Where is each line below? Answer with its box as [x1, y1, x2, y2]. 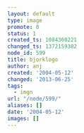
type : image [7, 17, 42, 24]
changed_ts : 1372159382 [7, 43, 78, 50]
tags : [7, 82, 23, 89]
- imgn [13, 89, 33, 96]
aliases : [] [7, 102, 42, 109]
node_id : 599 [7, 50, 46, 57]
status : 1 [7, 30, 37, 37]
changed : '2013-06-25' [7, 75, 74, 83]
